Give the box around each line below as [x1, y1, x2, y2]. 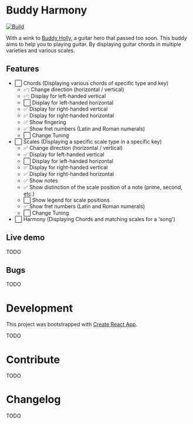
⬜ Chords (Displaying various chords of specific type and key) [14, 79, 169, 86]
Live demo [6, 233, 45, 243]
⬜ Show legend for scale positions [23, 196, 110, 203]
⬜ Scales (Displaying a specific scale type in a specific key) [14, 138, 162, 145]
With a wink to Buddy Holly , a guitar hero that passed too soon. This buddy [6, 34, 188, 41]
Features [6, 64, 39, 74]
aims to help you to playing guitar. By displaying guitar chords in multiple [6, 41, 182, 48]
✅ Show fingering [23, 118, 66, 125]
